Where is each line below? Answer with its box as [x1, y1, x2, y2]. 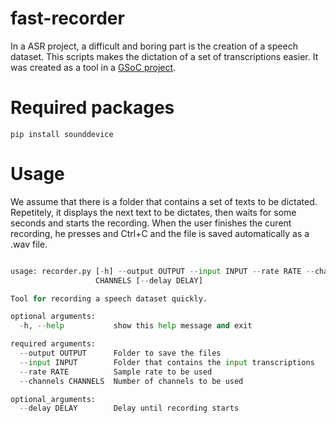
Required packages [10, 97, 175, 119]
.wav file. [10, 238, 48, 250]
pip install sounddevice [10, 129, 114, 139]
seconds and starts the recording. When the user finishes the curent [10, 217, 292, 229]
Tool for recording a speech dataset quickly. [10, 293, 208, 304]
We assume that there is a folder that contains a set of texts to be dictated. [10, 195, 318, 207]
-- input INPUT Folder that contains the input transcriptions [19, 357, 315, 367]
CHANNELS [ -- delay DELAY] [95, 275, 203, 286]
